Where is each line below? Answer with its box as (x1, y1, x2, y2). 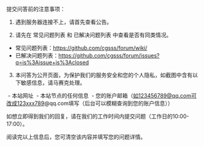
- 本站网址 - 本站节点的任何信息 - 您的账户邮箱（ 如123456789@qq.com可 (7, 92, 197, 99)
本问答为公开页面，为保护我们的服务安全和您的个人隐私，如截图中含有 (15, 71, 193, 78)
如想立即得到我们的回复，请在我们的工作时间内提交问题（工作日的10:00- (6, 112, 189, 120)
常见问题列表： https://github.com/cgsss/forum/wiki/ (15, 45, 148, 51)
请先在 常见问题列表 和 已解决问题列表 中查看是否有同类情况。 (15, 31, 172, 38)
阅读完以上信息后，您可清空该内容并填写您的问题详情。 (6, 133, 146, 141)
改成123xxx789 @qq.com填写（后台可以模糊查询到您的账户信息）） (6, 100, 173, 107)
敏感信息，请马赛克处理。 (20, 79, 86, 86)
